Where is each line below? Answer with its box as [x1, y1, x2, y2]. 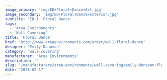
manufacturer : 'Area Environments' [5, 53, 79, 59]
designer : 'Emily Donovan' [5, 44, 61, 49]
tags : [5, 21, 16, 26]
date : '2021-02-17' [5, 68, 46, 73]
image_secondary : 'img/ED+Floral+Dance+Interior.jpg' [5, 12, 119, 17]
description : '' [5, 58, 39, 63]
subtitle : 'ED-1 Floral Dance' [5, 16, 72, 21]
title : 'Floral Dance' [5, 35, 52, 40]
